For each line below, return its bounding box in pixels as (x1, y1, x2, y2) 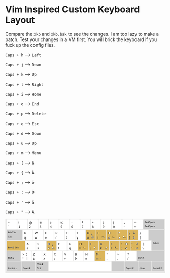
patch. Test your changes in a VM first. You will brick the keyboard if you (5, 36, 157, 43)
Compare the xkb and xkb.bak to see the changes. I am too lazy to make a (5, 31, 159, 37)
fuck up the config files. (5, 42, 55, 48)
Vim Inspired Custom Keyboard (5, 4, 140, 15)
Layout (5, 14, 35, 26)
